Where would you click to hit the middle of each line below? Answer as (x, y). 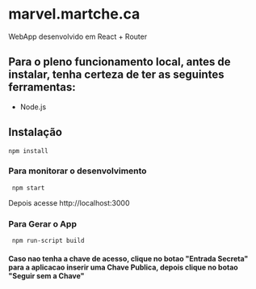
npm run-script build (48, 241)
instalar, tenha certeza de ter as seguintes (116, 75)
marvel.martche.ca (74, 14)
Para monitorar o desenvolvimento (78, 171)
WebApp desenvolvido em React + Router (78, 36)
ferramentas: (42, 87)
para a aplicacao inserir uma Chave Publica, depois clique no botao (123, 267)
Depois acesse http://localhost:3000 (69, 202)
